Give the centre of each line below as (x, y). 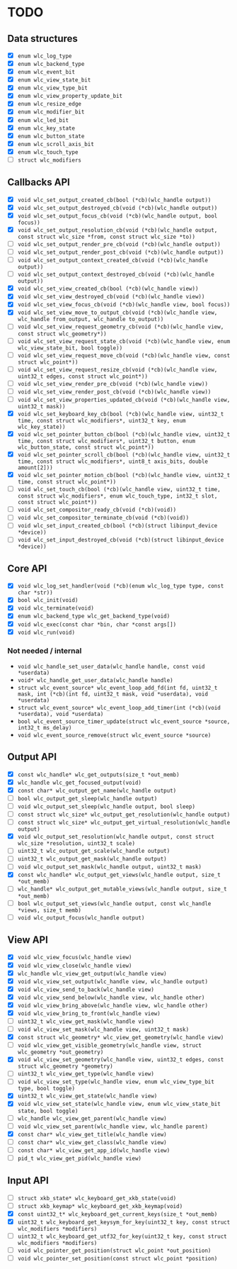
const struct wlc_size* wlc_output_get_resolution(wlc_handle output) (124, 815)
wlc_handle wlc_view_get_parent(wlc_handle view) (92, 1118)
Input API (28, 1181)
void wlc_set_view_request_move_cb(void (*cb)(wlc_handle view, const (124, 355)
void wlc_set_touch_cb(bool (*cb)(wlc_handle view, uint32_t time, (119, 490)
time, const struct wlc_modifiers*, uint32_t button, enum (106, 441)
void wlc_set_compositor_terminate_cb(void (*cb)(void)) (103, 518)
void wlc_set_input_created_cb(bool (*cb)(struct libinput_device (117, 526)
